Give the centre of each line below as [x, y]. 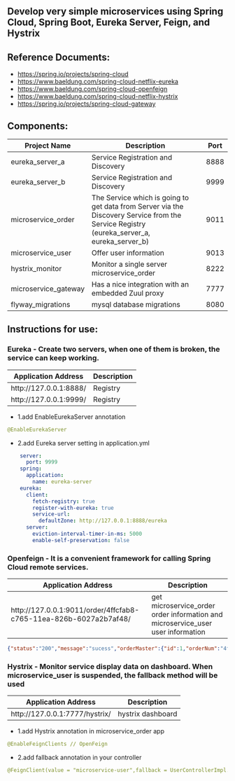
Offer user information [128, 253]
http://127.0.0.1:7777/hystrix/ [61, 714]
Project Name [48, 146]
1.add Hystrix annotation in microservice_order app [91, 731]
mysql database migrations [136, 305]
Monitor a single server [129, 264]
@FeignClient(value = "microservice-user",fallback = [87, 770]
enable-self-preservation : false [81, 540]
